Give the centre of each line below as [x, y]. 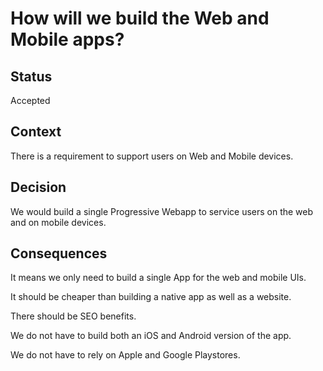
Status [31, 76]
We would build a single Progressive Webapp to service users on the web [162, 211]
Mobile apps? [67, 39]
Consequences [59, 253]
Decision [38, 187]
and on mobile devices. [58, 222]
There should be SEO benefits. [73, 316]
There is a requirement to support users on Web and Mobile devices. [152, 156]
